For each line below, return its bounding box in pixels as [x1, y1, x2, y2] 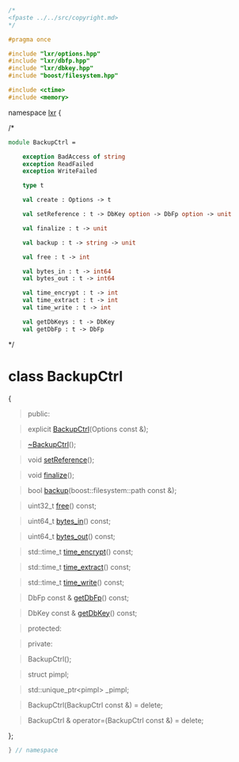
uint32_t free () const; [27, 501, 97, 510]
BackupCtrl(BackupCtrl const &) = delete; [27, 700, 164, 710]
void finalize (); [27, 470, 75, 480]
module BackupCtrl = [8, 138, 77, 146]
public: [27, 408, 51, 419]
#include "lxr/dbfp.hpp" [8, 57, 90, 65]
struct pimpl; [27, 669, 70, 679]
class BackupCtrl [8, 367, 123, 385]
